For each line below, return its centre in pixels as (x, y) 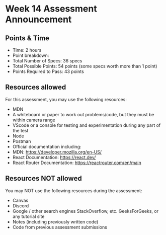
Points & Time (27, 38)
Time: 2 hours (27, 50)
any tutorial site (28, 216)
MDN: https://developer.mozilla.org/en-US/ (57, 152)
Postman (22, 141)
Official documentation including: (47, 146)
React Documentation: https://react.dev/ (54, 157)
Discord (21, 206)
